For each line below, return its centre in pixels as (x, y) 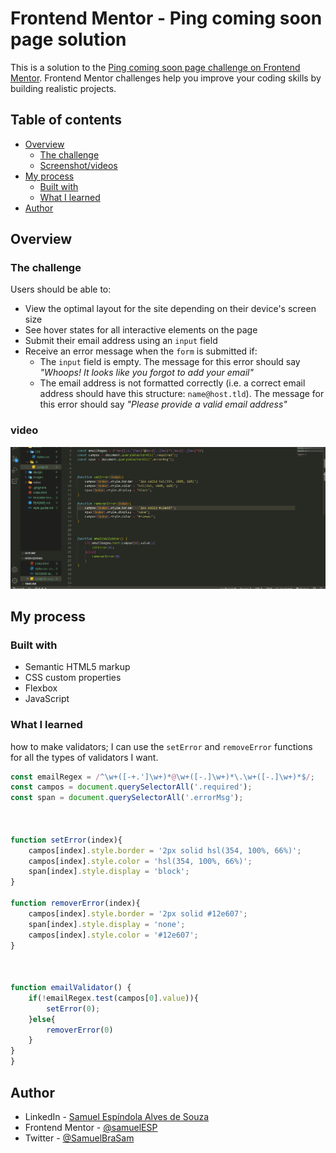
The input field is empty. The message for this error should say (170, 362)
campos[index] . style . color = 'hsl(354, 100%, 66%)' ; (140, 861)
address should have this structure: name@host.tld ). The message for (182, 394)
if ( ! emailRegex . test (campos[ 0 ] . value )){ (113, 998)
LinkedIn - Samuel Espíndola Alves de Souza (117, 1116)
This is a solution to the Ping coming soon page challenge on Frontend (155, 67)
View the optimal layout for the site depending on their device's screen (170, 309)
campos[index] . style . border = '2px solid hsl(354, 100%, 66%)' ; (165, 850)
